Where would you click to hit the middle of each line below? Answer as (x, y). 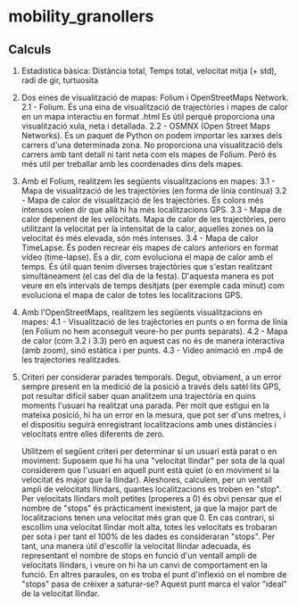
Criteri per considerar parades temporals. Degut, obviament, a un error (151, 377)
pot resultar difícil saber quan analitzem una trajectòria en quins (138, 396)
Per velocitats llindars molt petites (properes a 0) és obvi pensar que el (151, 498)
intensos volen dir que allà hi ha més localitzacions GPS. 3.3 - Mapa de (152, 210)
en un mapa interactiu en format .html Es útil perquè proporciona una (148, 116)
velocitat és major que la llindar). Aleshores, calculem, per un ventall (147, 480)
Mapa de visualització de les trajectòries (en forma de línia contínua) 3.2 (154, 191)
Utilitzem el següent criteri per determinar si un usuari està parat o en (149, 451)
